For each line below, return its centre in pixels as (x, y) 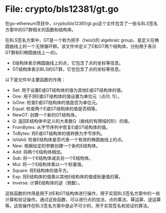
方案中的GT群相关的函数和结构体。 (41, 29)
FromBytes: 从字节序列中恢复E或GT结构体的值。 (61, 127)
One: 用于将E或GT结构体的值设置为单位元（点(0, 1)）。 (67, 96)
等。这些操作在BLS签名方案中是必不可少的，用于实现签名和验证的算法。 (79, 206)
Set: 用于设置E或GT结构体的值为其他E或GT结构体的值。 (69, 90)
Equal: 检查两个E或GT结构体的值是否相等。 (56, 108)
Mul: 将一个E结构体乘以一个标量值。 (49, 164)
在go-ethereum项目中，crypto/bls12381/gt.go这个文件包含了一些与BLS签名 (82, 23)
